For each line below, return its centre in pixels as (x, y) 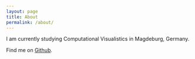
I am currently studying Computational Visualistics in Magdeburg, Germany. (98, 39)
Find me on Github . (29, 50)
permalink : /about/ (30, 22)
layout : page (22, 11)
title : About (22, 17)
